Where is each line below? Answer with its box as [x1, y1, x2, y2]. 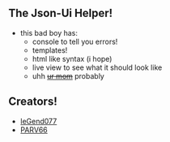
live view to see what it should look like [32, 62, 163, 72]
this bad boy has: [19, 28, 79, 37]
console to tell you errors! [32, 37, 118, 46]
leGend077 [19, 116, 57, 126]
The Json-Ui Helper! [8, 6, 113, 20]
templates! [32, 45, 68, 55]
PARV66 [19, 125, 49, 135]
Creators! [8, 95, 58, 109]
